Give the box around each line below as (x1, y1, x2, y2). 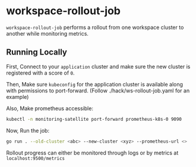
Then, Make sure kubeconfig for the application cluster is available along (6, 81, 183, 88)
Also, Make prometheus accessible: (6, 105, 94, 112)
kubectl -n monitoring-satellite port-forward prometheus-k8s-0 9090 (6, 116, 182, 122)
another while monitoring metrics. (6, 30, 89, 37)
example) (6, 93, 29, 100)
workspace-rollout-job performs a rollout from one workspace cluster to (6, 24, 184, 31)
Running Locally (6, 47, 67, 57)
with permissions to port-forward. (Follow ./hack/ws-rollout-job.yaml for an (6, 87, 190, 94)
